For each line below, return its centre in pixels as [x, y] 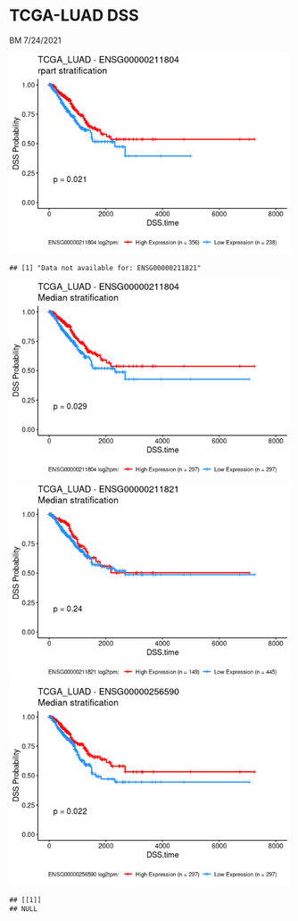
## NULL [24, 909]
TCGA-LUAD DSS [74, 16]
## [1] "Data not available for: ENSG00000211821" [105, 268]
